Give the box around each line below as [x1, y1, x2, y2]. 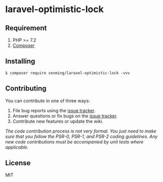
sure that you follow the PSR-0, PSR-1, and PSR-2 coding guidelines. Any [5, 133, 158, 140]
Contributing [5, 84, 47, 93]
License [5, 159, 31, 167]
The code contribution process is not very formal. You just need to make [5, 128, 157, 134]
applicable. [5, 144, 29, 150]
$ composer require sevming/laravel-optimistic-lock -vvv [5, 70, 130, 75]
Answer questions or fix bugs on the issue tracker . [12, 113, 118, 119]
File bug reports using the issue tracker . [12, 107, 96, 113]
